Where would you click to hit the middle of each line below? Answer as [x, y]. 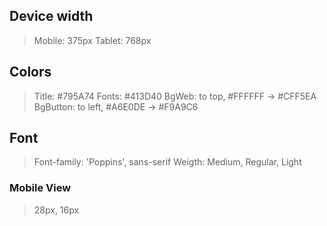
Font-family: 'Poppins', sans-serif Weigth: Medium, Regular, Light [167, 162]
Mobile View [40, 188]
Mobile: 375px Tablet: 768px [92, 40]
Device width [51, 16]
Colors [30, 72]
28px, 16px [56, 210]
